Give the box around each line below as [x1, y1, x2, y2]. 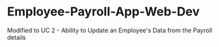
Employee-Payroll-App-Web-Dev [7, 4, 200, 19]
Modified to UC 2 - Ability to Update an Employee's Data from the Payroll [7, 26, 213, 34]
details [7, 33, 26, 41]
